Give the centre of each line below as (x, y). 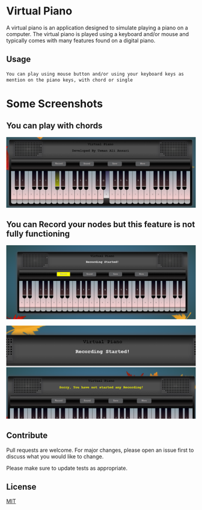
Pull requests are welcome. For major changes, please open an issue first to (100, 450)
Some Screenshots (55, 104)
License (21, 487)
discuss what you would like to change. (55, 456)
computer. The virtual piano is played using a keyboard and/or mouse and (98, 34)
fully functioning (38, 234)
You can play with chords (54, 126)
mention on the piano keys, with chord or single (70, 80)
